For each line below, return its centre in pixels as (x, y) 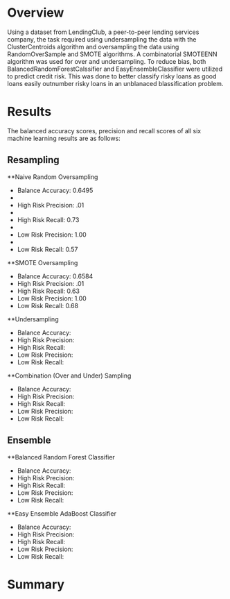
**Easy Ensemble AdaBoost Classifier (62, 513)
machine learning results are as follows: (64, 138)
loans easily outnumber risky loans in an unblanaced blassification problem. (115, 83)
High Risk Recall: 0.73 (48, 219)
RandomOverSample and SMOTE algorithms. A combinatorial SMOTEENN (112, 54)
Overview (36, 13)
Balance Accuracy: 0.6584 (55, 276)
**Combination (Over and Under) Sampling (69, 376)
